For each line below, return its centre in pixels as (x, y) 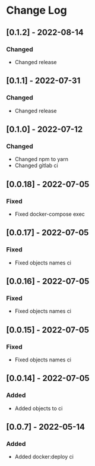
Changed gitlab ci (36, 166)
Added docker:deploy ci (44, 457)
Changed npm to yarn (41, 159)
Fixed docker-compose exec (50, 214)
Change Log (37, 10)
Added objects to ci (39, 408)
